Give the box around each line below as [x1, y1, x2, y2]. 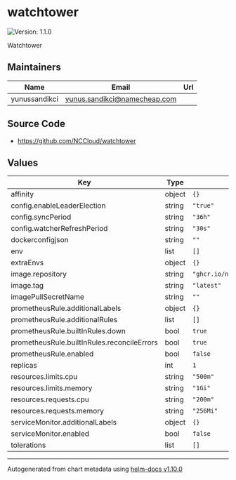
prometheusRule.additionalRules [11, 315, 118, 325]
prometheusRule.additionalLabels [11, 303, 122, 313]
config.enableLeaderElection [11, 201, 106, 211]
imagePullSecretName [11, 292, 84, 302]
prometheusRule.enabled [11, 349, 94, 359]
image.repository [11, 269, 67, 279]
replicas [11, 361, 37, 371]
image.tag [11, 281, 44, 291]
